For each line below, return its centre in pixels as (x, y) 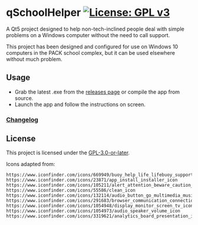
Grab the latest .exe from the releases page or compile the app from (97, 92)
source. (24, 98)
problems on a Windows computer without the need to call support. (88, 35)
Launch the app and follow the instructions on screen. (80, 104)
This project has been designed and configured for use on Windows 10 (92, 47)
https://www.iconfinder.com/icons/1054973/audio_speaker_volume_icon (93, 211)
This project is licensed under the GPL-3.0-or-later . (68, 153)
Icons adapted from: (31, 164)
